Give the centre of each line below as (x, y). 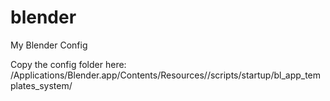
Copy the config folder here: (68, 64)
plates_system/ (41, 85)
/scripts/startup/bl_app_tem (264, 75)
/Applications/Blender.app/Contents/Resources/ (109, 75)
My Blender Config (49, 45)
